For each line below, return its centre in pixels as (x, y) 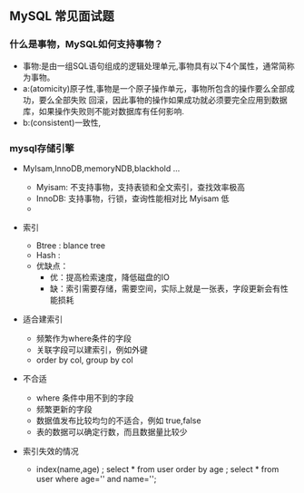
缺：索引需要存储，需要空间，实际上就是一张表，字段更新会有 (165, 288)
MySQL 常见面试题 (62, 16)
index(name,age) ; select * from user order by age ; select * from (157, 469)
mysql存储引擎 (42, 148)
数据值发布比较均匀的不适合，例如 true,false (118, 420)
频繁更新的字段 (64, 409)
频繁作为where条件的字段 (83, 338)
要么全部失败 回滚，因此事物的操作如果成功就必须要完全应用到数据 (163, 100)
